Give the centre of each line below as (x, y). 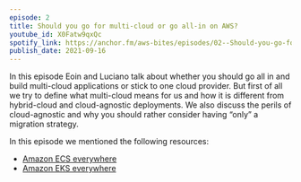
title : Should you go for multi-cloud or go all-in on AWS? (124, 26)
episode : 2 (30, 17)
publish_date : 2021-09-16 (57, 51)
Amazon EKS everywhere (69, 169)
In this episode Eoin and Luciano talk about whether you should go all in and (150, 76)
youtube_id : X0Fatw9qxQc (56, 34)
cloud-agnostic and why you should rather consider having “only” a (134, 115)
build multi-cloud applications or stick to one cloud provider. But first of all (146, 86)
